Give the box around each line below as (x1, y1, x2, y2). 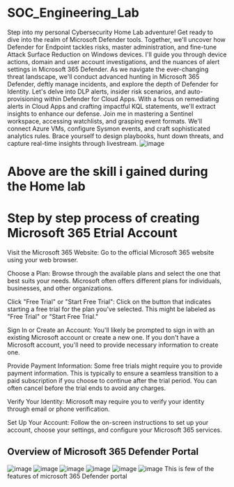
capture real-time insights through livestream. (7, 139, 139, 147)
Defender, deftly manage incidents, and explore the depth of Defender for (7, 80, 219, 88)
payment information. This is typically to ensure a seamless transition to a (7, 369, 219, 377)
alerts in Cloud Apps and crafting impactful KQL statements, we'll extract (7, 102, 216, 110)
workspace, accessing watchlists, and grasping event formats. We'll (7, 117, 203, 125)
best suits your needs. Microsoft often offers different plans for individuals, (7, 277, 222, 285)
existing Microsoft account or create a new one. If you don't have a (7, 334, 200, 342)
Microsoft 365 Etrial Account (7, 225, 178, 241)
